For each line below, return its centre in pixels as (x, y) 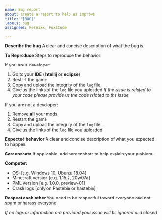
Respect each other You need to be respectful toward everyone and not (78, 198)
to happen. (16, 144)
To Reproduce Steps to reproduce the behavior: (53, 55)
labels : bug (17, 23)
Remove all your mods (35, 114)
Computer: (16, 163)
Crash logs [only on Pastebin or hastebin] (54, 188)
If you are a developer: (28, 65)
